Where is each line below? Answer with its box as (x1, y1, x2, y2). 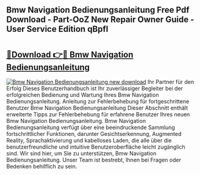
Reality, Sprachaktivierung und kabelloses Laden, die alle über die (6, 137, 172, 144)
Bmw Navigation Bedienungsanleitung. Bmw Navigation (6, 117, 146, 124)
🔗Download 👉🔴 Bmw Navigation (6, 49, 134, 60)
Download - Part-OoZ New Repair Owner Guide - (6, 15, 195, 25)
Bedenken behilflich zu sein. (6, 163, 77, 170)
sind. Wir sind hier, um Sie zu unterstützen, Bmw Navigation (6, 150, 157, 157)
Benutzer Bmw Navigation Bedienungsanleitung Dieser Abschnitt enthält (6, 104, 188, 111)
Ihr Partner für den (147, 78, 195, 85)
